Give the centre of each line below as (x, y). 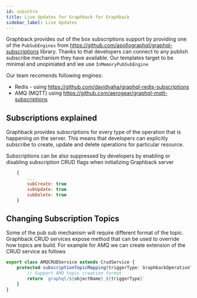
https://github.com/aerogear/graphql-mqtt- (115, 93)
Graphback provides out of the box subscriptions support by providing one (96, 39)
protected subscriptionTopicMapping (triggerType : (79, 268)
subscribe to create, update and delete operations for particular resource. (95, 145)
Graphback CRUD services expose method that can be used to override (93, 239)
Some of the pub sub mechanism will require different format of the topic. (95, 233)
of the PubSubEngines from (38, 45)
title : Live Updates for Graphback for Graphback (68, 17)
